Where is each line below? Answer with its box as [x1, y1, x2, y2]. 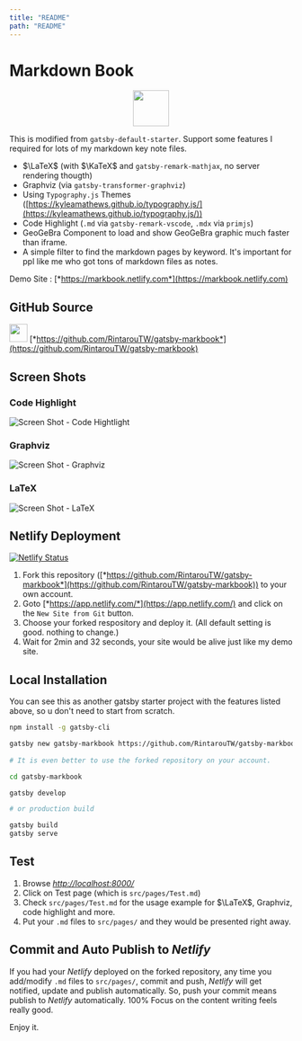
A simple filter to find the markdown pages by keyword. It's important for [22, 246, 292, 257]
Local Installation [9, 672, 108, 688]
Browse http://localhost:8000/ [22, 877, 135, 888]
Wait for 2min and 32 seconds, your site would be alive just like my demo [22, 636, 294, 647]
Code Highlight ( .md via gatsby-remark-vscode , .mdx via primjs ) [22, 218, 254, 229]
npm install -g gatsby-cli [9, 723, 111, 733]
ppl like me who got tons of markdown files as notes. [22, 256, 218, 267]
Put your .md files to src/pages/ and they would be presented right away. [22, 916, 291, 927]
